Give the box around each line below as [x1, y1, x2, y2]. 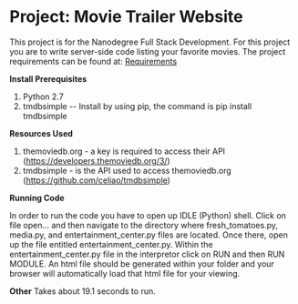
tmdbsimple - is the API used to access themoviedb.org [22, 165, 232, 176]
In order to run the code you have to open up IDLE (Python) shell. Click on [9, 209, 287, 220]
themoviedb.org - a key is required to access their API [22, 146, 226, 157]
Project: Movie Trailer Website [9, 6, 243, 27]
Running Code [9, 192, 66, 203]
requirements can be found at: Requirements [9, 56, 178, 66]
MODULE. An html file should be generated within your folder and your [9, 258, 275, 269]
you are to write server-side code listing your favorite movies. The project [9, 46, 286, 56]
